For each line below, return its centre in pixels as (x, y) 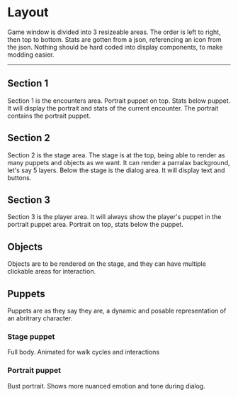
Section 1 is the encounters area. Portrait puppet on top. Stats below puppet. (119, 101)
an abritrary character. (40, 318)
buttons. (19, 177)
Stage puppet (31, 336)
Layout (28, 12)
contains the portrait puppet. (49, 116)
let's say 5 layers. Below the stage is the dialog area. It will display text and (116, 170)
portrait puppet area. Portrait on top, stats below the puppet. (96, 225)
